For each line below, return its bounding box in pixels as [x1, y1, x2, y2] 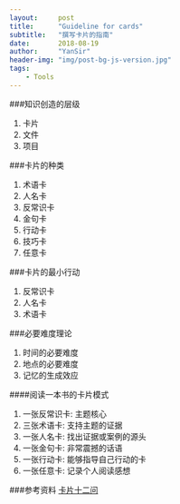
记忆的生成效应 [22, 370, 79, 380]
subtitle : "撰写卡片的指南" [9, 30, 114, 39]
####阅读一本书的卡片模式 [9, 389, 109, 400]
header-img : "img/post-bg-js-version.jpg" [9, 55, 172, 64]
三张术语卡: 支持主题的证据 [22, 420, 123, 430]
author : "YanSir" [9, 47, 91, 56]
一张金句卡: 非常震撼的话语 [22, 442, 123, 453]
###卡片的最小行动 [9, 266, 81, 277]
